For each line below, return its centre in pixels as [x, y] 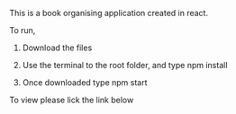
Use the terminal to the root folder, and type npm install [125, 65]
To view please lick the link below [72, 100]
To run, [23, 30]
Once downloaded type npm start [85, 83]
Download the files [57, 48]
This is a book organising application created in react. [109, 13]
